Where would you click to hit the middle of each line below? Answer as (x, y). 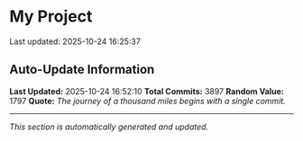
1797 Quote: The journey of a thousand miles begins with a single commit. (147, 101)
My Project (51, 17)
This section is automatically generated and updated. (109, 127)
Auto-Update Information (82, 70)
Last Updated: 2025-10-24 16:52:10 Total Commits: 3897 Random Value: (147, 91)
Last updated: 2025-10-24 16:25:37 (75, 41)
